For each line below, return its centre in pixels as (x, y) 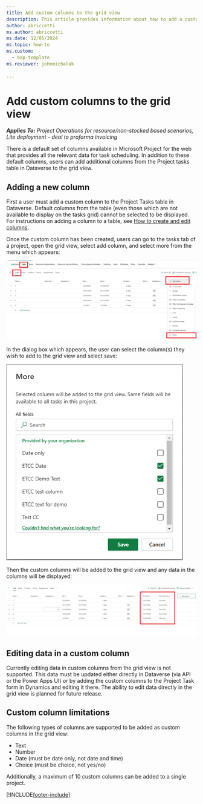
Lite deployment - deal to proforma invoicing (62, 137)
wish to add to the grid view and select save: (62, 356)
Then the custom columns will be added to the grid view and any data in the (101, 570)
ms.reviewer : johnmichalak (40, 64)
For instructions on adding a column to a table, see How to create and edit (98, 221)
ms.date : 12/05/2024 (32, 38)
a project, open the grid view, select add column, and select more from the (99, 246)
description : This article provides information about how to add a (94, 19)
